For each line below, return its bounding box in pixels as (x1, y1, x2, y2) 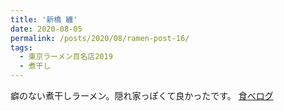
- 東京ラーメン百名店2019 (19, 52, 113, 62)
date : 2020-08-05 (10, 24, 83, 34)
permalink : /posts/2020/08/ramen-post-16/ (10, 33, 190, 43)
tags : (10, 42, 33, 53)
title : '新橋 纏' (10, 14, 78, 25)
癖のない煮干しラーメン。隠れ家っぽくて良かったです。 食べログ (10, 90, 274, 101)
